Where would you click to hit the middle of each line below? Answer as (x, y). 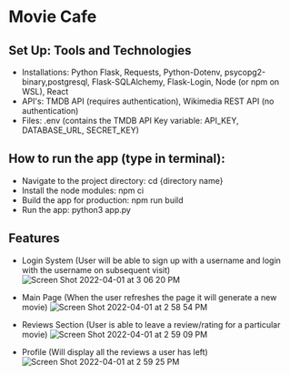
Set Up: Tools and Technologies (100, 51)
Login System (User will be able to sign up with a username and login (151, 260)
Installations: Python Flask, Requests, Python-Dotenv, (122, 72)
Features (34, 238)
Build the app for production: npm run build (102, 200)
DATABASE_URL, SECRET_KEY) (80, 130)
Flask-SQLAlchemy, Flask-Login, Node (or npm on (185, 82)
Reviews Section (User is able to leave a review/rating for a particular (151, 324)
